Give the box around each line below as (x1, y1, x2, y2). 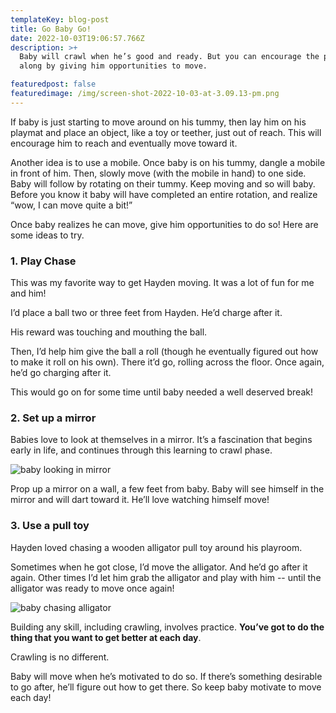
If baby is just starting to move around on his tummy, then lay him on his (10, 116, 307, 128)
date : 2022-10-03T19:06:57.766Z (10, 33, 145, 43)
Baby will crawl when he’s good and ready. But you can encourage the (19, 52, 320, 62)
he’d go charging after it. (10, 367, 112, 379)
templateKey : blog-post (10, 14, 110, 25)
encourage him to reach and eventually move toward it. (10, 137, 238, 149)
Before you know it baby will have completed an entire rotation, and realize (10, 188, 318, 200)
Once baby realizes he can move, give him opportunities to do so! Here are (10, 218, 319, 230)
